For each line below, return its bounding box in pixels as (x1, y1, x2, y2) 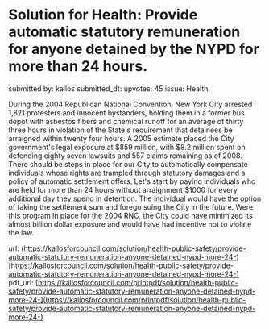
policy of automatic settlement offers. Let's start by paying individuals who (8, 176, 256, 186)
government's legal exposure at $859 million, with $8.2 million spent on (8, 142, 246, 152)
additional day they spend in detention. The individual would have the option (8, 194, 262, 203)
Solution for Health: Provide (8, 6, 198, 24)
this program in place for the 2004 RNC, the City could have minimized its (8, 210, 254, 220)
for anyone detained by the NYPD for (8, 40, 259, 58)
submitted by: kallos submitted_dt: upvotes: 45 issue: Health (8, 83, 209, 94)
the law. (8, 227, 35, 237)
